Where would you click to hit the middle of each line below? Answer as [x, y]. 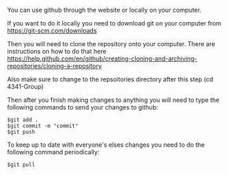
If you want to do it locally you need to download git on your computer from [114, 23]
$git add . [23, 120]
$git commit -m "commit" [43, 126]
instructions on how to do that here [57, 51]
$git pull [21, 165]
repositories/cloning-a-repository [54, 66]
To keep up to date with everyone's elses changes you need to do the [106, 145]
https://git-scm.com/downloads [52, 31]
